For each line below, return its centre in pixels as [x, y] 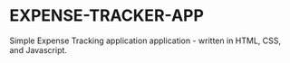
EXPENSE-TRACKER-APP [106, 16]
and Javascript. [39, 49]
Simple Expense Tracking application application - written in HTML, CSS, [145, 40]
